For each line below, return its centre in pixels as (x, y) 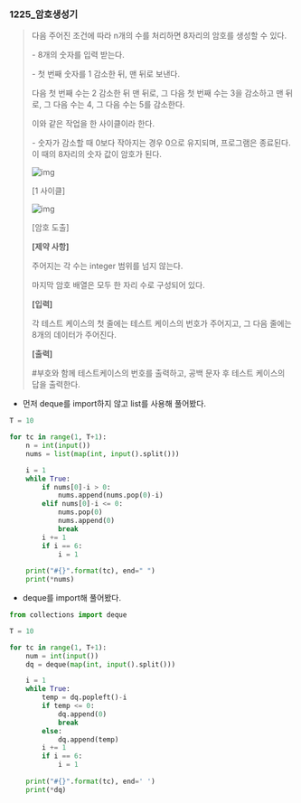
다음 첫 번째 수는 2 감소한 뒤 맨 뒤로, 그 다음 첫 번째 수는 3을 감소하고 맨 (157, 93)
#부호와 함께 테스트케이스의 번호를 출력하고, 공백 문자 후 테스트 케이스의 (158, 373)
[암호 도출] (50, 228)
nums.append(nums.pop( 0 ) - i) (111, 495)
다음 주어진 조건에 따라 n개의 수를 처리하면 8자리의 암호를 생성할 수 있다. (159, 36)
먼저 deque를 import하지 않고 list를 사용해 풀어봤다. (114, 404)
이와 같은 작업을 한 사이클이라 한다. (93, 124)
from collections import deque (68, 615)
